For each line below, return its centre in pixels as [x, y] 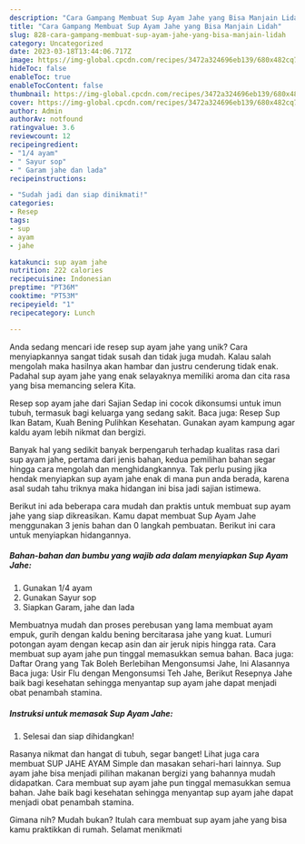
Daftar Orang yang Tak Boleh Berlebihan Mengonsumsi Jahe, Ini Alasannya [150, 664]
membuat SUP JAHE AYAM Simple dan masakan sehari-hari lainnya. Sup [145, 764]
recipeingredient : [44, 145]
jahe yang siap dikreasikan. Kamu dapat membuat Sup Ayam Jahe [133, 516]
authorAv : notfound [46, 119]
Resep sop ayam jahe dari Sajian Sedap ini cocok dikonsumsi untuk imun [145, 403]
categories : [32, 204]
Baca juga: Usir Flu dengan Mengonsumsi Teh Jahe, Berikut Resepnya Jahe [151, 673]
